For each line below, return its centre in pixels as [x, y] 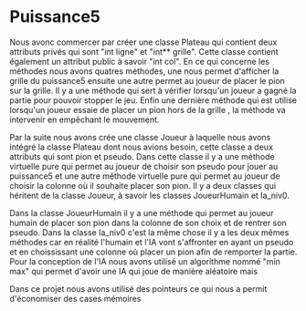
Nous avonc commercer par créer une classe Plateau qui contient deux [143, 42]
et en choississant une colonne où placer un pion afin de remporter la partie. [153, 252]
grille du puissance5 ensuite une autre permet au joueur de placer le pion [148, 80]
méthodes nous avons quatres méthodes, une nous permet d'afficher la [144, 71]
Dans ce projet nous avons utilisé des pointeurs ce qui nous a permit [138, 288]
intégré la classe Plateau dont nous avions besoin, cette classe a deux [142, 147]
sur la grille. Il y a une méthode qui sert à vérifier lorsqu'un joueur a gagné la [153, 90]
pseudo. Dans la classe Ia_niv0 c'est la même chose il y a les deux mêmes [149, 232]
